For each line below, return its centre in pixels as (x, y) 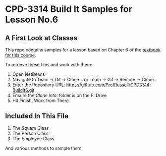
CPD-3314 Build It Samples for (69, 9)
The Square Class (30, 128)
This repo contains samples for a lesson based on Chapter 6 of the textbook (83, 50)
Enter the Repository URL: (39, 85)
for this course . (21, 55)
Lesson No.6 (32, 20)
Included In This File (37, 116)
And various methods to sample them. (44, 148)
